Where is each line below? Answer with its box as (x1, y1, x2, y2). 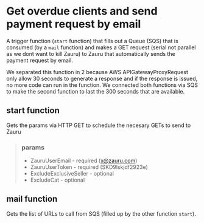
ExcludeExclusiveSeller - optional (30, 170, 114, 177)
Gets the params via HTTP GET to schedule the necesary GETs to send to (6, 122, 191, 129)
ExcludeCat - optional (30, 176, 85, 184)
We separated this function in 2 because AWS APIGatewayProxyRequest (6, 68, 189, 75)
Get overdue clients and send (6, 4, 158, 18)
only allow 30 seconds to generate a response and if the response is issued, (6, 75, 198, 82)
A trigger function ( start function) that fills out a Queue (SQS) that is (6, 37, 178, 44)
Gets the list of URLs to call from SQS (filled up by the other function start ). (6, 210, 196, 217)
